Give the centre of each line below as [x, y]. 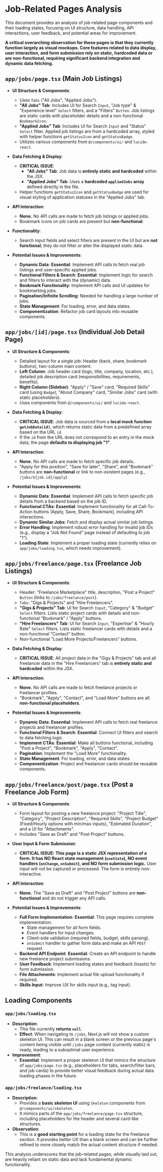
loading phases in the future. [48, 1075]
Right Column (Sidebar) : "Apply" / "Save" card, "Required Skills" [85, 387]
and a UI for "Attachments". [47, 829]
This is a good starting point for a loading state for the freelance [84, 1134]
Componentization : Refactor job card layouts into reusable [79, 311]
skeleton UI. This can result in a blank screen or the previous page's [88, 1039]
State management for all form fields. [64, 928]
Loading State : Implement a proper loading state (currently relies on [88, 543]
